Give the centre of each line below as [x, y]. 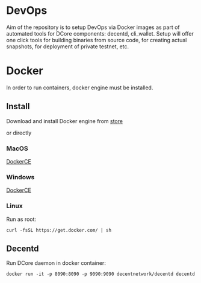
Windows [20, 177]
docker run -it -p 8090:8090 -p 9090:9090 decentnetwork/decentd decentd [101, 274]
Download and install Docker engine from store [65, 121]
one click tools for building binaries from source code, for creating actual [97, 40]
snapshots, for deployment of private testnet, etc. [68, 46]
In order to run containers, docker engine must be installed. [80, 87]
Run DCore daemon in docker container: [56, 263]
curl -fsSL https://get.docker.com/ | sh [59, 230]
